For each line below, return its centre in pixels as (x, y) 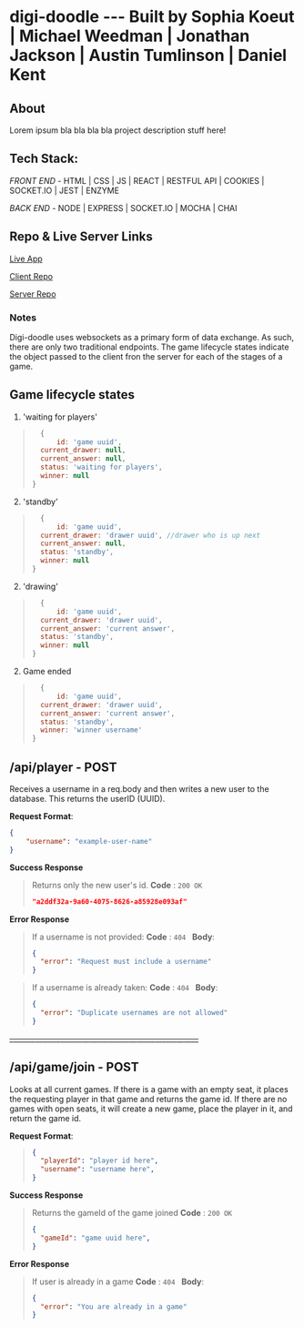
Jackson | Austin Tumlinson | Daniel (148, 56)
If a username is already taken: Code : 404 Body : (125, 988)
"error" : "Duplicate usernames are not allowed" (134, 1013)
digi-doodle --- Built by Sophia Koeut (152, 17)
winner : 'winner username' (91, 730)
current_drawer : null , (83, 451)
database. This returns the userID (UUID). (87, 799)
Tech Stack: (44, 159)
